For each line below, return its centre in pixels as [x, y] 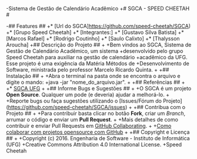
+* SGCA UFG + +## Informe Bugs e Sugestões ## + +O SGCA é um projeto [99, 88]
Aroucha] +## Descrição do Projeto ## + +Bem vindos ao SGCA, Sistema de [99, 45]
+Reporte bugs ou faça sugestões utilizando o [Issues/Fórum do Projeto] [94, 101]
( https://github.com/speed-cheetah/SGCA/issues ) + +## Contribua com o [96, 107]
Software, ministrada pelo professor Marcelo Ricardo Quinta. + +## [88, 70]
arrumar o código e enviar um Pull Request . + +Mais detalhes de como [92, 119]
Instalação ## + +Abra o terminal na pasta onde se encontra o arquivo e [93, 76]
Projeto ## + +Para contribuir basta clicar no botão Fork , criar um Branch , [96, 113]
